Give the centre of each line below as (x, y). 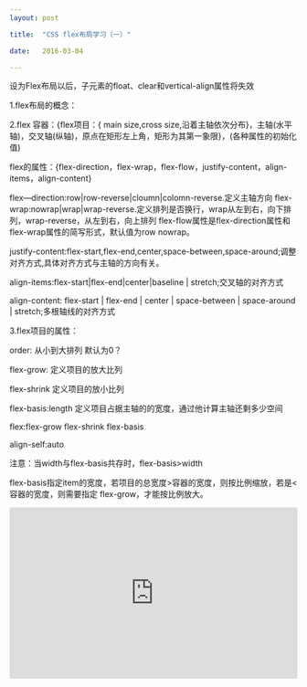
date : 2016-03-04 (47, 51)
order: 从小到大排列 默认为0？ (66, 350)
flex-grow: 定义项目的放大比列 (66, 370)
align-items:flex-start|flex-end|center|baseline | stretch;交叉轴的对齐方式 (147, 282)
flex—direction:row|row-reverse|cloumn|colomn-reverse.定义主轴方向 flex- (151, 198)
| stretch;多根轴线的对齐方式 (63, 312)
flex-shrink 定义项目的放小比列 (67, 389)
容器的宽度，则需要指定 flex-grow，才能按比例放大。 (109, 494)
